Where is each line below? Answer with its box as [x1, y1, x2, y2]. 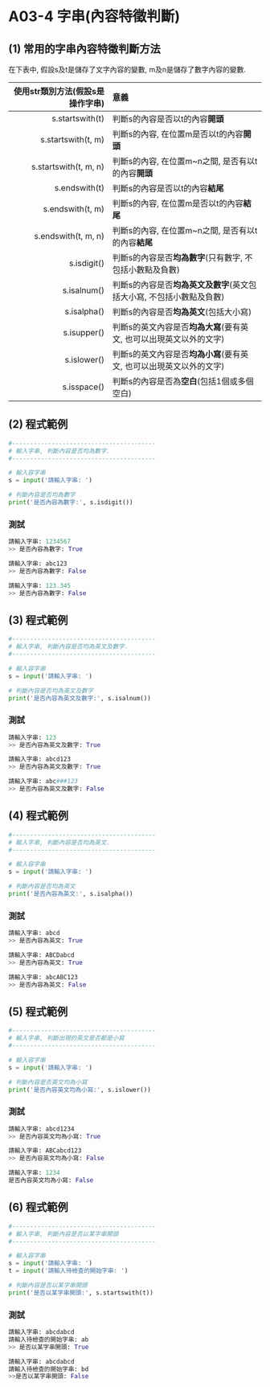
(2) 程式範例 [8, 417, 68, 431]
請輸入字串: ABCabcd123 [8, 1147, 82, 1155]
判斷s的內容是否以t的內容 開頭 [112, 113, 224, 125]
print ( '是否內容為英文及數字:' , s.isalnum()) [8, 694, 151, 702]
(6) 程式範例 [8, 1200, 68, 1214]
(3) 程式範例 [8, 613, 68, 627]
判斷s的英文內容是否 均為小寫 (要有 [112, 349, 241, 359]
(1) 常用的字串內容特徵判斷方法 [8, 42, 161, 55]
